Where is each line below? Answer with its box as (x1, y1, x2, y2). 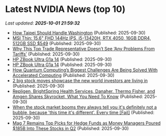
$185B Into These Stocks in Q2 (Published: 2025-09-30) (12, 125, 129, 131)
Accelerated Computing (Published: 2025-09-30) (12, 72, 115, 78)
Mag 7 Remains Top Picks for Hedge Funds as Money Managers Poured (12, 120, 161, 126)
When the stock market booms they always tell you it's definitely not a (12, 104, 157, 110)
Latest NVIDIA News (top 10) (5, 3, 126, 15)
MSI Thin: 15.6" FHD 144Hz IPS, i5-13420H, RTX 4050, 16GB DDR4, (12, 35, 151, 41)
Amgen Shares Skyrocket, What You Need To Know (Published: (12, 93, 143, 99)
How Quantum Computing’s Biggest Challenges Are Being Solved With (12, 66, 158, 73)
